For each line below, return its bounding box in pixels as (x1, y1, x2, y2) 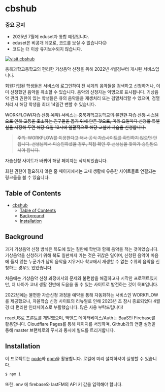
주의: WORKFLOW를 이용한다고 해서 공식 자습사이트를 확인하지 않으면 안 (17, 135, 158, 141)
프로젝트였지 (133, 275, 158, 281)
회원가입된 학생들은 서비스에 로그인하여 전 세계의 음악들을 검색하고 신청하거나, (5, 83, 155, 89)
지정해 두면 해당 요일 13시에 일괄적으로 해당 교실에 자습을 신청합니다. (14, 124, 146, 130)
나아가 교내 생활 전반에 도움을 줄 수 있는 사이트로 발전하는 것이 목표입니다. (16, 282, 159, 288)
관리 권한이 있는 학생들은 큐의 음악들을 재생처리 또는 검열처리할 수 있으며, (10, 95, 151, 101)
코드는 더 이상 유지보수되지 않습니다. (12, 46, 82, 52)
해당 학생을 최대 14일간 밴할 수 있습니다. (19, 101, 96, 107)
